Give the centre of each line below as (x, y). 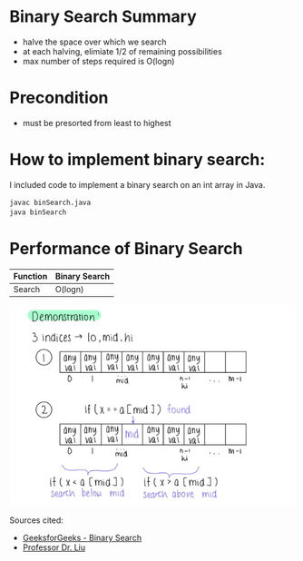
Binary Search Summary (103, 17)
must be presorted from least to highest (97, 123)
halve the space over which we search (94, 42)
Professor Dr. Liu (54, 547)
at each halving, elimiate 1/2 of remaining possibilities (122, 51)
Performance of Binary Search (126, 248)
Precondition (59, 98)
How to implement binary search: (137, 160)
